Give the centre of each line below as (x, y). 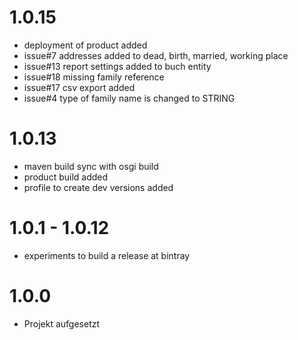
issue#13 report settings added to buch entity (117, 66)
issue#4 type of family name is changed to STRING (129, 98)
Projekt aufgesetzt (62, 323)
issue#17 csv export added (79, 87)
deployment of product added (85, 45)
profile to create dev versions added (98, 187)
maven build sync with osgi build (91, 166)
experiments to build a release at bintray (107, 255)
